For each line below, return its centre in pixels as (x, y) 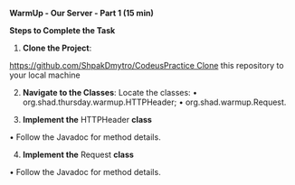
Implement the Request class (78, 154)
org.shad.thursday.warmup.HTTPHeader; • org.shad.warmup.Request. (154, 102)
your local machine (45, 75)
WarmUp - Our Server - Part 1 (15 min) (81, 13)
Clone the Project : (57, 48)
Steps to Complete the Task (62, 30)
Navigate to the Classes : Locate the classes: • (109, 92)
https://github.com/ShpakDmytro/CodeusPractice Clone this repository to (147, 65)
